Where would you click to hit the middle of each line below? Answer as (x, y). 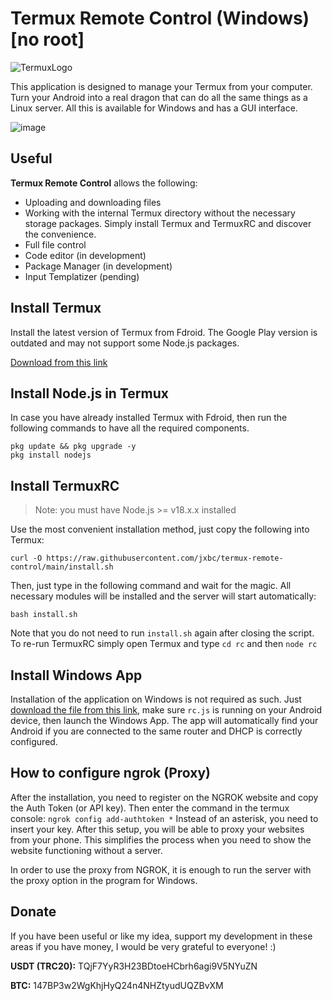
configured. (34, 741)
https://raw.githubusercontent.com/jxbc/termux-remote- (165, 558)
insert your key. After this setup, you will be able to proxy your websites (157, 829)
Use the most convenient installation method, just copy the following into (160, 529)
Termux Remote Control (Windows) (160, 18)
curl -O (26, 558)
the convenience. (60, 234)
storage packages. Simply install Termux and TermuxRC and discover (168, 223)
